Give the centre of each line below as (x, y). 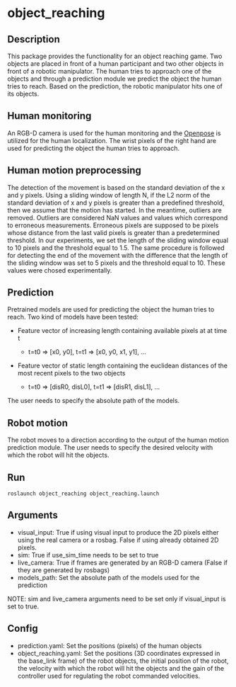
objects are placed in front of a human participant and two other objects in (116, 64)
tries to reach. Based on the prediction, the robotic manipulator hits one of (115, 86)
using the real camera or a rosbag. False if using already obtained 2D (118, 540)
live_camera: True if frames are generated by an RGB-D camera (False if (123, 562)
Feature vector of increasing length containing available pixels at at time (122, 331)
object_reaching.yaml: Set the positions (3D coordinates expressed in (119, 653)
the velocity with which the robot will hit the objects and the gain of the (121, 668)
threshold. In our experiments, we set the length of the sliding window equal (118, 240)
